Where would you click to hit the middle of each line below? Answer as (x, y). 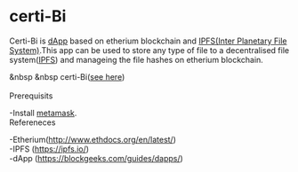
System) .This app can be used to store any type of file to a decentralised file (149, 50)
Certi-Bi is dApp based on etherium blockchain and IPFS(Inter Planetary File (148, 41)
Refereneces (32, 122)
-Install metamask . (43, 113)
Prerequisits (31, 96)
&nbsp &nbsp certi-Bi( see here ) (67, 76)
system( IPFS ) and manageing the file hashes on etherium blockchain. (137, 59)
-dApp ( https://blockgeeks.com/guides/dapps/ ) (97, 158)
